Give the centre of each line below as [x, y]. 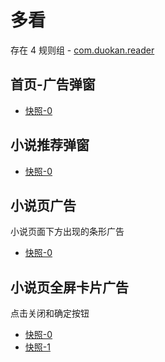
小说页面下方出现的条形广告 [67, 232]
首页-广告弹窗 [53, 84]
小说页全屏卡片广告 [69, 287]
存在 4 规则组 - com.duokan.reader [82, 50]
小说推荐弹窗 [50, 145]
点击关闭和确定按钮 [50, 313]
